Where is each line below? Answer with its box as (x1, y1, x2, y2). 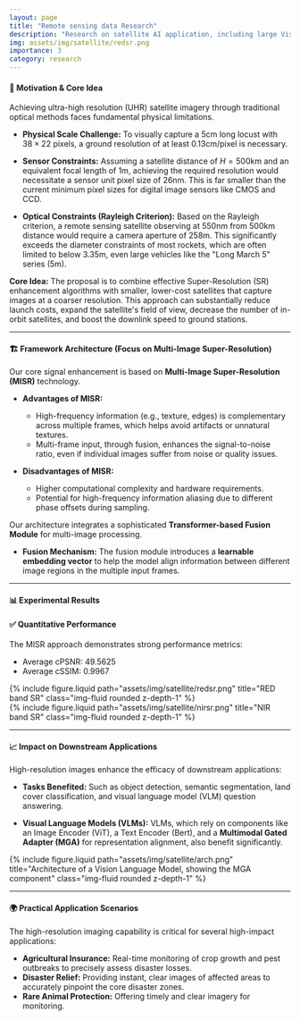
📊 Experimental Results (9, 595, 100, 605)
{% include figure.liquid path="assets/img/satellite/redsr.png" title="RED (9, 683, 276, 694)
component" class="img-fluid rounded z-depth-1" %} (9, 873, 207, 884)
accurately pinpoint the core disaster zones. (21, 981, 185, 992)
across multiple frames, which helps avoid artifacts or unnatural (35, 420, 271, 431)
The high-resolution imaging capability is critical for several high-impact (9, 926, 275, 937)
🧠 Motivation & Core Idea (9, 82, 104, 93)
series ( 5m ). (21, 258, 67, 269)
